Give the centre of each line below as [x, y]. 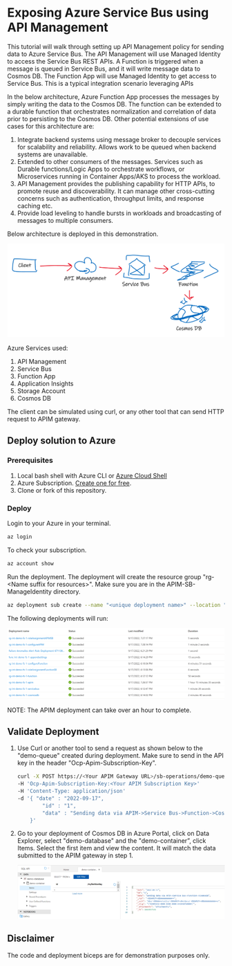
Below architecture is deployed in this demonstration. [83, 234]
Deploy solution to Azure [61, 441]
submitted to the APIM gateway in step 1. [75, 855]
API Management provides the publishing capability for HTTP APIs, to [116, 183]
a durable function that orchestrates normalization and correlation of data [112, 111]
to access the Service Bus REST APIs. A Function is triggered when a [105, 61]
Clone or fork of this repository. [62, 490]
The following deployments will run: [58, 618]
